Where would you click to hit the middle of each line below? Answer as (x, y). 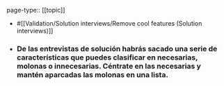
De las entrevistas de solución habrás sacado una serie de (117, 49)
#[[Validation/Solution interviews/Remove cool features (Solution (109, 23)
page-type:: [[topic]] (36, 10)
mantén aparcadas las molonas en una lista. (92, 74)
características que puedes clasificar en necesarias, (107, 57)
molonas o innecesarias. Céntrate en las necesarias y (109, 66)
